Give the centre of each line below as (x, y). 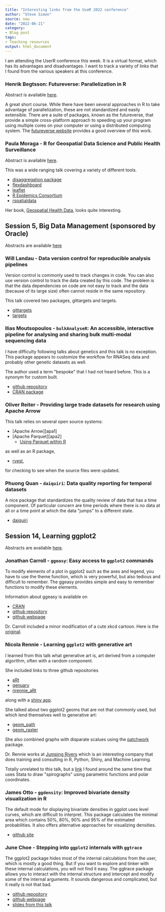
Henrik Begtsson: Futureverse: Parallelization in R (66, 84)
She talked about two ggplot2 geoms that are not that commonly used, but (81, 709)
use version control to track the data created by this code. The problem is (80, 281)
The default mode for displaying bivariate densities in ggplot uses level (77, 809)
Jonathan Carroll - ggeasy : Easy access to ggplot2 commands (79, 560)
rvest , (18, 460)
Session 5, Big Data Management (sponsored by (81, 226)
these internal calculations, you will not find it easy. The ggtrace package (79, 869)
